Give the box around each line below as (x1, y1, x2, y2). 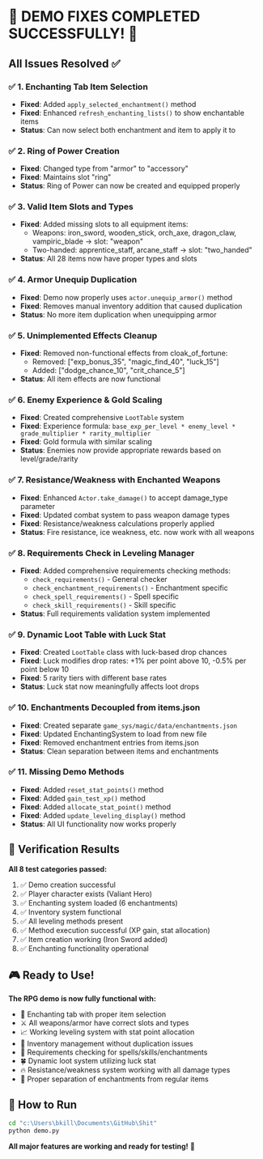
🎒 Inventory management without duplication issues (19, 1039, 193, 1049)
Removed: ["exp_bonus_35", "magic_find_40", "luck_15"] (32, 357, 220, 367)
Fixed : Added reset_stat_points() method (19, 784, 164, 794)
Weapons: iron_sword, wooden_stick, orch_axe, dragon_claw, (32, 228, 237, 238)
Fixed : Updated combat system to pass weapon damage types (19, 510, 231, 520)
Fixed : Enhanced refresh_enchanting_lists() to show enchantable (19, 108, 245, 117)
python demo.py (8, 1127, 60, 1136)
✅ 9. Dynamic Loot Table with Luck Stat (8, 629, 166, 640)
